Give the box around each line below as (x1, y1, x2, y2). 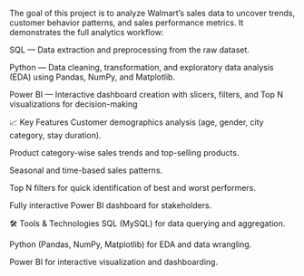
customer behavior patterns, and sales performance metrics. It (9, 17, 244, 28)
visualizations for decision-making (9, 99, 138, 109)
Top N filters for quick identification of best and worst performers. (9, 183, 257, 193)
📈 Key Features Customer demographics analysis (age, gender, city (9, 117, 265, 128)
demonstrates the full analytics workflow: (9, 27, 164, 37)
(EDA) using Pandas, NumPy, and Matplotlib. (9, 71, 175, 82)
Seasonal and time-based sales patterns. (9, 165, 163, 176)
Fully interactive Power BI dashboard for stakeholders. (9, 200, 212, 211)
